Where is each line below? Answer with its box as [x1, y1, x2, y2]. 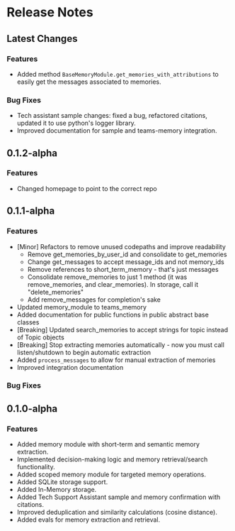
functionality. [16, 463, 55, 471]
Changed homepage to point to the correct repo [16, 184, 157, 192]
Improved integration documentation [16, 363, 124, 371]
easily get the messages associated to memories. [16, 77, 162, 86]
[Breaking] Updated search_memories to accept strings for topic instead [16, 325, 229, 334]
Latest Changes [6, 33, 78, 45]
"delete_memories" [27, 288, 84, 296]
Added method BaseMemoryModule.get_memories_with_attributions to [16, 70, 219, 78]
